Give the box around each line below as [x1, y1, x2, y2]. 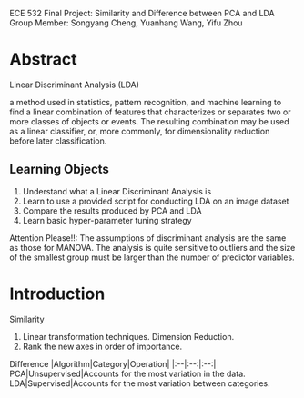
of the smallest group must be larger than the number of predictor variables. [9, 252, 295, 263]
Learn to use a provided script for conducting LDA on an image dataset [22, 195, 289, 206]
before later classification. [9, 135, 107, 146]
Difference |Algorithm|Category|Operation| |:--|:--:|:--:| [9, 358, 217, 369]
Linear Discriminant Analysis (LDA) [9, 79, 139, 90]
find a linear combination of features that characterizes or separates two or [9, 106, 291, 117]
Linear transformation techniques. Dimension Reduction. [22, 331, 235, 342]
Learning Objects [9, 162, 109, 177]
